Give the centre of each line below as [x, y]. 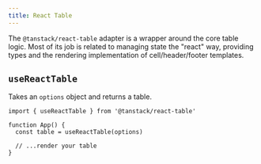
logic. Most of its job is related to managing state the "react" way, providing [131, 46]
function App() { [37, 125]
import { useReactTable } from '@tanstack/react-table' [102, 112]
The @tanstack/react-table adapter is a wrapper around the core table [123, 38]
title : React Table [40, 15]
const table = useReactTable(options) [79, 132]
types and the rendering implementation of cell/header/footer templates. [126, 55]
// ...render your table [56, 146]
